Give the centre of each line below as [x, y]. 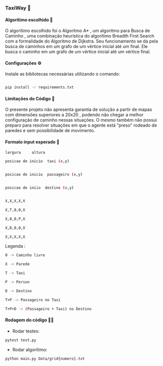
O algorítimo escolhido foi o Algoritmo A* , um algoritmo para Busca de [78, 31]
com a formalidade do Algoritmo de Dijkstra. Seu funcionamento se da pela [81, 41]
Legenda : [15, 246]
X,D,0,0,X [15, 228]
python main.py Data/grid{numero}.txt [45, 359]
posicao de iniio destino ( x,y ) [40, 188]
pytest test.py [21, 340]
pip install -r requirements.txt [40, 88]
